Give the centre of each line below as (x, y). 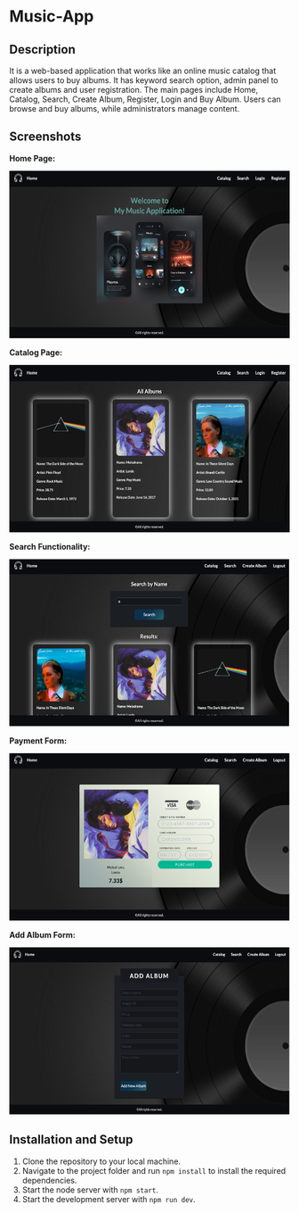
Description (42, 50)
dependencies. (49, 1180)
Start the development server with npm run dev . (109, 1199)
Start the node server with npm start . (90, 1190)
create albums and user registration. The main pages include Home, (134, 90)
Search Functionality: (50, 546)
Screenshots (45, 137)
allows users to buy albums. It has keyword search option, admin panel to (144, 80)
